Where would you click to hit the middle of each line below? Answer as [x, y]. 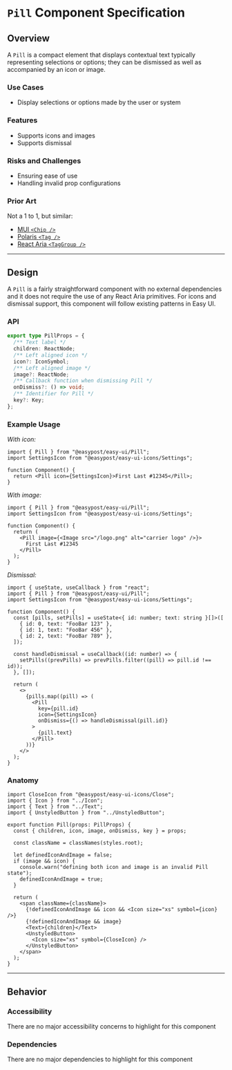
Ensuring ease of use [47, 176]
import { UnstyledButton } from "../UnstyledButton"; [86, 813]
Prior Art [22, 200]
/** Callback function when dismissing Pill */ [83, 381]
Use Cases [26, 87]
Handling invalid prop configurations [69, 183]
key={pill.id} [58, 709]
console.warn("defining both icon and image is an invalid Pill [114, 867]
